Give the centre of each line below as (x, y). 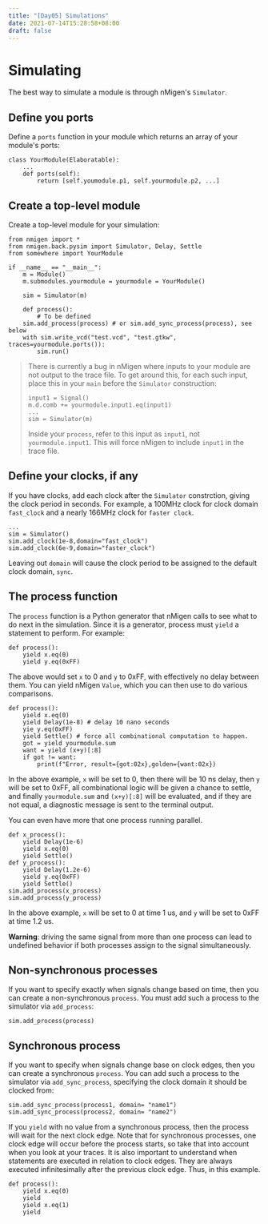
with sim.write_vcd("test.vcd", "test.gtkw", (100, 337)
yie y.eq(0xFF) (48, 729)
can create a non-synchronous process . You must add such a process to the (134, 998)
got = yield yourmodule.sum (69, 743)
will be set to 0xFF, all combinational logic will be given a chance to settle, (130, 787)
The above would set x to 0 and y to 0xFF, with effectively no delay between (134, 676)
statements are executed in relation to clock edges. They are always (120, 1161)
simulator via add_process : (51, 1006)
